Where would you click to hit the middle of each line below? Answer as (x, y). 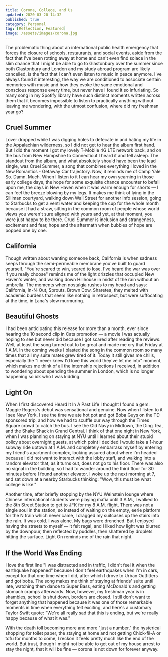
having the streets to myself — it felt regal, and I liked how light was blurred (83, 526)
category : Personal (26, 24)
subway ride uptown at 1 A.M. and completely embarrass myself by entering (84, 447)
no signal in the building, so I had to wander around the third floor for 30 (80, 469)
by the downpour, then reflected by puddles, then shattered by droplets (79, 532)
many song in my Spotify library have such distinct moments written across (83, 95)
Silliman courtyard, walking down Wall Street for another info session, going (83, 198)
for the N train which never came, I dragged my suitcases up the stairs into (82, 516)
